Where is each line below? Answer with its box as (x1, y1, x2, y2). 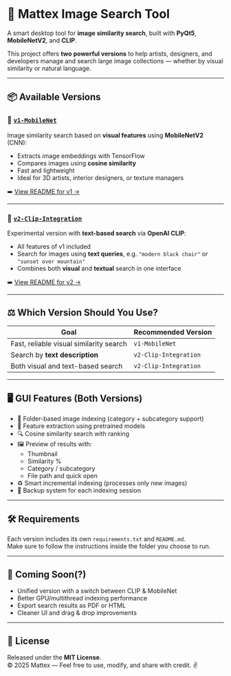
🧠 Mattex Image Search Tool (7, 6, 170, 22)
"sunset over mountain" (16, 258, 86, 265)
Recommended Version (133, 327, 212, 337)
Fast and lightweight (16, 166, 75, 174)
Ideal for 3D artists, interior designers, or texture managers (16, 173, 184, 181)
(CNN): (7, 138, 27, 146)
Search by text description (10, 350, 98, 359)
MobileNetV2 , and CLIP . (7, 36, 77, 44)
